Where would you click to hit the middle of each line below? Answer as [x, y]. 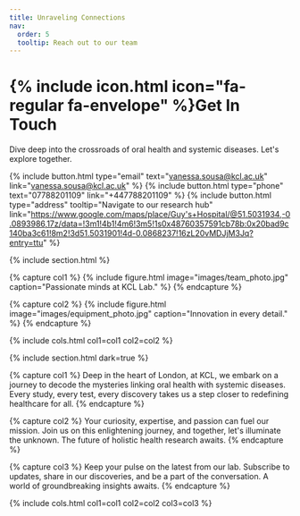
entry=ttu [26, 243]
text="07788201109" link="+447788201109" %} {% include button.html [141, 195]
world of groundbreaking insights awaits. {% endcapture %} [120, 486]
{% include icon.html [89, 87]
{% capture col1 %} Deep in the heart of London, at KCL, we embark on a [144, 376]
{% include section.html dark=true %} [79, 358]
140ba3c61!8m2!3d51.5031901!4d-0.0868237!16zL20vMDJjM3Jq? [132, 233]
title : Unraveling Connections [67, 17]
